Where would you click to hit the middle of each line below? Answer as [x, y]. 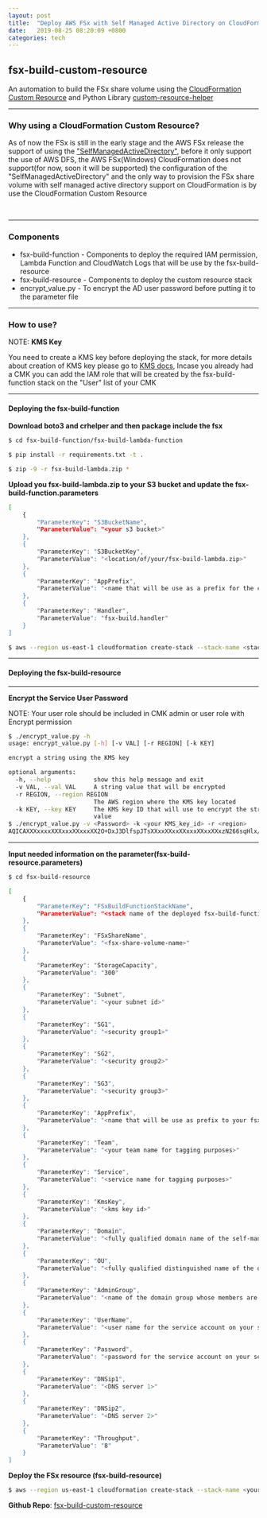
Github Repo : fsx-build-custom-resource [75, 1505]
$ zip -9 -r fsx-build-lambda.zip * [69, 469]
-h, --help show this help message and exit [110, 780]
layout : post [30, 15]
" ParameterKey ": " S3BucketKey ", [91, 552]
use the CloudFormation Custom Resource [78, 194]
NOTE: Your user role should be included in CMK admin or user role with [126, 713]
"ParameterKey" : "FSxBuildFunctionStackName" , [115, 906]
